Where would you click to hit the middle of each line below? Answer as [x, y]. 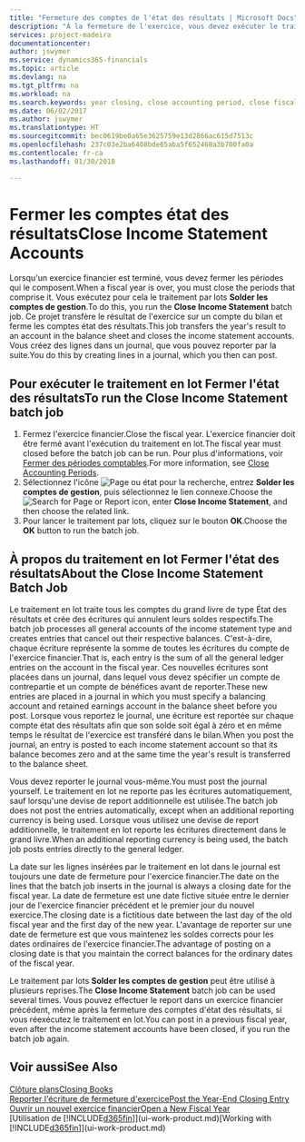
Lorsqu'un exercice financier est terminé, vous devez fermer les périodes [147, 278]
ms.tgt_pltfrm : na [44, 85]
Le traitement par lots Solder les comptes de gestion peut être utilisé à [142, 981]
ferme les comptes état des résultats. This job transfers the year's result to [148, 326]
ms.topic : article [44, 69]
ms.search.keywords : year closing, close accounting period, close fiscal [154, 102]
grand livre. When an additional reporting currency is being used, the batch [149, 839]
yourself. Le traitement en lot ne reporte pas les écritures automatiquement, [151, 791]
